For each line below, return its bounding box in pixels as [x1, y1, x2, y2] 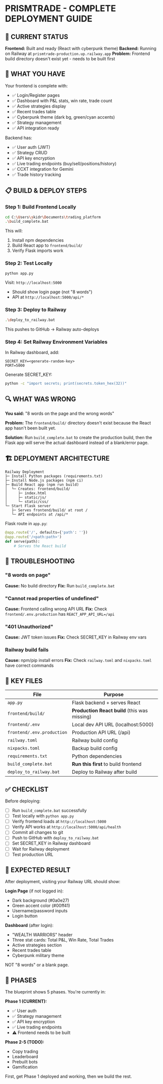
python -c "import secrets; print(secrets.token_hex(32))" [5, 381, 127, 386]
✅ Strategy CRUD [12, 149, 48, 156]
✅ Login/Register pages [12, 92, 60, 98]
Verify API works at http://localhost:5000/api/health [12, 824, 121, 830]
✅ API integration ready [12, 125, 60, 131]
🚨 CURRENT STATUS [5, 33, 68, 41]
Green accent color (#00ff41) [12, 903, 70, 908]
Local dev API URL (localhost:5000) [72, 721, 154, 728]
